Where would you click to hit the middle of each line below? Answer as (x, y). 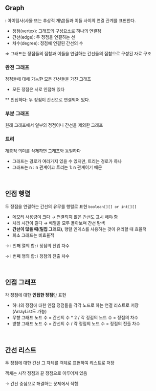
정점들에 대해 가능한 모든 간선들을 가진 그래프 (48, 79)
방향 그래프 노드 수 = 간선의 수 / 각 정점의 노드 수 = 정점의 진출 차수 (76, 324)
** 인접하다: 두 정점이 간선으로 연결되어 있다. (48, 100)
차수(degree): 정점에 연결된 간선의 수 (48, 43)
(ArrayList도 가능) (29, 311)
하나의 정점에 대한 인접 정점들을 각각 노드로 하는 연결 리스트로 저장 (75, 305)
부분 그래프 (17, 114)
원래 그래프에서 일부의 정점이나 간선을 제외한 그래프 (54, 125)
